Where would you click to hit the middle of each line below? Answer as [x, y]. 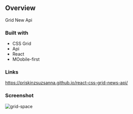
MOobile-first [26, 59]
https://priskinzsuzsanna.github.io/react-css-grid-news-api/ [66, 83]
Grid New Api [19, 20]
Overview [21, 8]
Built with [17, 33]
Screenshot [19, 96]
